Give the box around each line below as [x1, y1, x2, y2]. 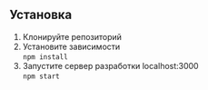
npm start [22, 72, 61, 81]
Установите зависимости [22, 41, 121, 52]
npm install [22, 52, 68, 62]
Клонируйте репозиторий [22, 31, 123, 42]
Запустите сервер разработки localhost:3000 [22, 60, 199, 71]
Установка [9, 7, 73, 23]
